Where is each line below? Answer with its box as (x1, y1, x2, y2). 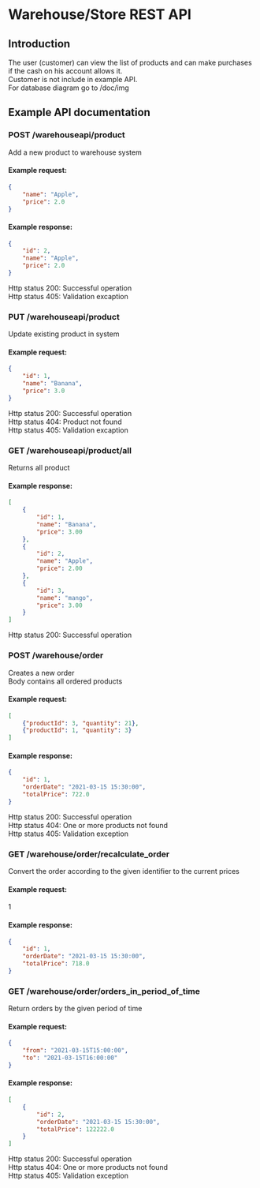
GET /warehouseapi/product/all (8, 444, 132, 455)
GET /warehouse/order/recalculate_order (8, 849, 170, 860)
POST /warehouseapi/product (8, 129, 126, 141)
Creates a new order (8, 668, 75, 677)
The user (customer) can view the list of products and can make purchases (8, 58, 252, 67)
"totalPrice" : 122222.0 (36, 1125, 114, 1134)
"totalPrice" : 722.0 (22, 791, 90, 799)
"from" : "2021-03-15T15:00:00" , (22, 1047, 128, 1055)
